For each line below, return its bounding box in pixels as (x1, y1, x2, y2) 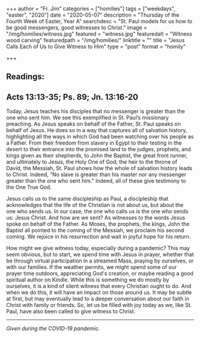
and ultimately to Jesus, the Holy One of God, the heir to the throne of (6, 158, 177, 165)
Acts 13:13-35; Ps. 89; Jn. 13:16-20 (6, 92, 139, 102)
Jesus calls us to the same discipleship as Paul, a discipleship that (6, 195, 168, 202)
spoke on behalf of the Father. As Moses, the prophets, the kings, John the (6, 220, 190, 228)
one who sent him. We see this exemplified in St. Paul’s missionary (6, 114, 169, 121)
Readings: (6, 71, 45, 82)
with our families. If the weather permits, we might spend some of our (6, 264, 177, 271)
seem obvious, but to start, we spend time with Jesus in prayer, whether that (6, 251, 194, 258)
